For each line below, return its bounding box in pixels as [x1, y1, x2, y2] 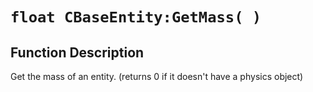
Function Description [10, 44, 145, 61]
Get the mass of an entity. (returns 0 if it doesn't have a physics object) [10, 71, 304, 82]
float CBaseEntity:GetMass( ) [10, 8, 262, 27]
